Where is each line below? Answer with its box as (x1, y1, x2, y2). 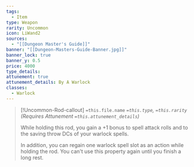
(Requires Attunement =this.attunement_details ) (20, 113, 139, 120)
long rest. (20, 154, 44, 161)
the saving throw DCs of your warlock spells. (20, 130, 129, 137)
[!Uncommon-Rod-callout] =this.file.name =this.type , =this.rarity (20, 106, 188, 113)
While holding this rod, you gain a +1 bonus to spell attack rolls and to (20, 124, 189, 131)
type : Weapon (6, 19, 38, 25)
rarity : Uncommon (6, 25, 49, 31)
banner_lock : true (6, 52, 51, 58)
